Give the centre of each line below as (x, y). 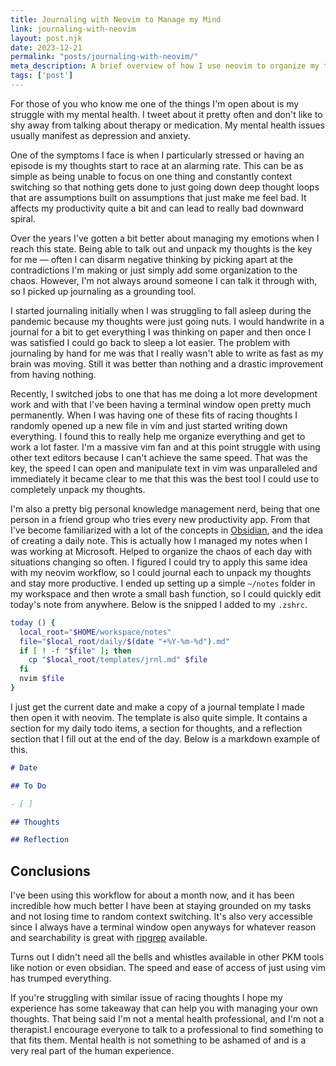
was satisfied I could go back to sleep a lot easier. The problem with (150, 342)
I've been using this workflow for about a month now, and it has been (152, 895)
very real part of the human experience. (92, 1051)
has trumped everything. (61, 978)
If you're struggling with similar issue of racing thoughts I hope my (146, 998)
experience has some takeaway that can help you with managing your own (164, 1008)
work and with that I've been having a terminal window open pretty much (161, 404)
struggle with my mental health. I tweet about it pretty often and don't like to (166, 114)
